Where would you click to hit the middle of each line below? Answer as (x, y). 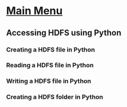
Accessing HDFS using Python (64, 33)
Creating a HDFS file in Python (50, 50)
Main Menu (34, 11)
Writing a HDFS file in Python (49, 81)
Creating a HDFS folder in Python (55, 97)
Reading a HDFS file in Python (50, 65)
